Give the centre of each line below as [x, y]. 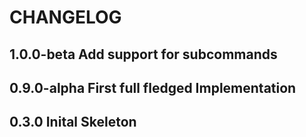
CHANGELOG [65, 17]
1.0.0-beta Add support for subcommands [143, 54]
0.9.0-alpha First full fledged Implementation [153, 87]
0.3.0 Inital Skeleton [73, 122]
